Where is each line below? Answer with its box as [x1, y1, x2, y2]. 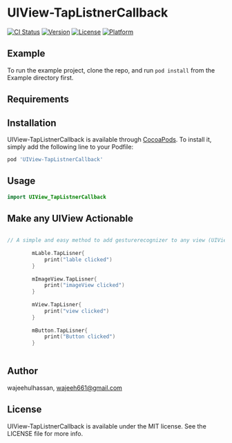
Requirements [7, 93, 69, 105]
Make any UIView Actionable [7, 212, 133, 224]
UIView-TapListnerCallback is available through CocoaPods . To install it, [7, 135, 212, 143]
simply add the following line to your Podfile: [7, 142, 133, 151]
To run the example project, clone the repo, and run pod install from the [7, 66, 215, 74]
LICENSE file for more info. [7, 429, 84, 437]
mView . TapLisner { [32, 301, 81, 308]
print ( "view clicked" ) [43, 308, 110, 314]
